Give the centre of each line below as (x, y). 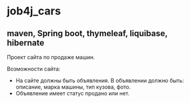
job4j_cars (34, 11)
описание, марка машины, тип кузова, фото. (73, 87)
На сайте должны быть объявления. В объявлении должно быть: (100, 80)
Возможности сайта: (34, 69)
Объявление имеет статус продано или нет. (72, 93)
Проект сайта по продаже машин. (51, 57)
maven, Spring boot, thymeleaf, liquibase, (87, 33)
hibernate (26, 42)
